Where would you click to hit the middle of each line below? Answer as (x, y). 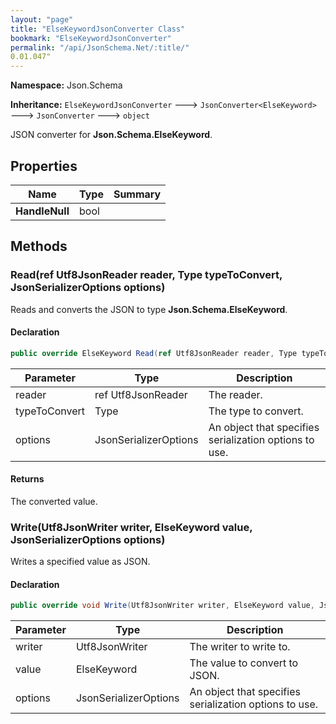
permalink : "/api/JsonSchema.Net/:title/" (100, 47)
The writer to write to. (240, 647)
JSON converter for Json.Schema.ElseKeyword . (111, 135)
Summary (137, 194)
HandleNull (42, 211)
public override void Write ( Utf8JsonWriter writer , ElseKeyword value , (162, 606)
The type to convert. (256, 411)
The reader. (235, 394)
